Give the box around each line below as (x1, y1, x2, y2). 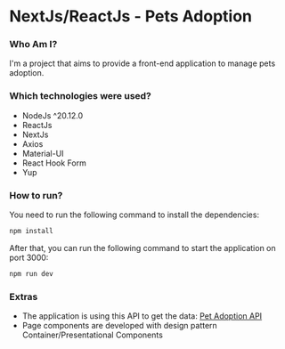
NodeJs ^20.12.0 (21, 110, 83, 121)
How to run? (9, 189, 63, 201)
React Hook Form (21, 158, 86, 168)
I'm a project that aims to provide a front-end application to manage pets (9, 58, 276, 69)
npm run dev (9, 269, 53, 278)
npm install (9, 227, 53, 236)
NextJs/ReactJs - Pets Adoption (9, 6, 252, 27)
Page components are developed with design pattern (21, 321, 218, 331)
